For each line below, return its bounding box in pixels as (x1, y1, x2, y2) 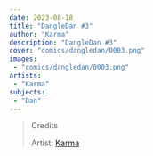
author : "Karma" (9, 29, 69, 38)
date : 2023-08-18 (9, 12, 74, 22)
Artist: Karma (30, 137, 80, 148)
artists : (9, 71, 42, 80)
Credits (30, 120, 59, 131)
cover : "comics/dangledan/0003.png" (9, 46, 145, 55)
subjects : (9, 87, 46, 96)
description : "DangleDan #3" (9, 37, 117, 47)
